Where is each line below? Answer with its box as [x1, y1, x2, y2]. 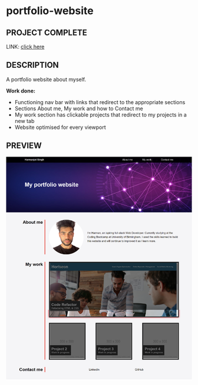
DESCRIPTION [6, 60, 59, 70]
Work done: [6, 87, 35, 94]
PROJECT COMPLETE [6, 28, 87, 38]
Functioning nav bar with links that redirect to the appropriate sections [14, 98, 186, 105]
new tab [14, 117, 35, 124]
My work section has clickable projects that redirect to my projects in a [14, 111, 187, 118]
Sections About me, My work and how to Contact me [14, 105, 143, 112]
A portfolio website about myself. [6, 75, 87, 83]
